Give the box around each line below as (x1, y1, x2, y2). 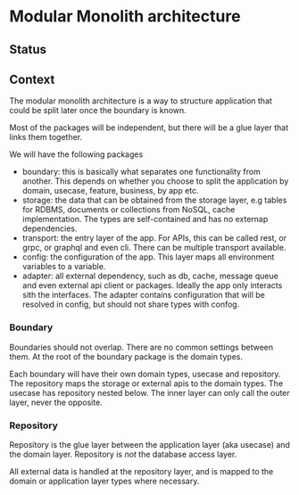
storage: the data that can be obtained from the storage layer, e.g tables (21, 194, 287, 206)
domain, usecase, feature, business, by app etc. (21, 186, 199, 196)
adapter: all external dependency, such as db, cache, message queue (21, 270, 278, 282)
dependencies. (21, 223, 78, 234)
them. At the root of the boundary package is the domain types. (9, 351, 244, 362)
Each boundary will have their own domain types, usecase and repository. (9, 368, 281, 379)
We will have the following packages (9, 149, 144, 160)
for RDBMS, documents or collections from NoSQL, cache (21, 204, 236, 215)
